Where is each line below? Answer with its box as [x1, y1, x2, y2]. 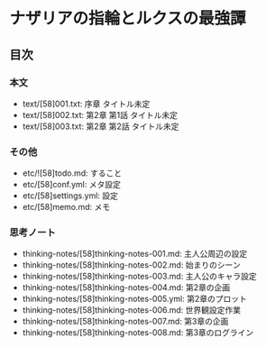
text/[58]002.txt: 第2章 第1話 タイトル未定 [22, 109, 179, 120]
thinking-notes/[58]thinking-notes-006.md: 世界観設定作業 [22, 305, 242, 315]
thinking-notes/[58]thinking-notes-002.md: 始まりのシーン [22, 260, 241, 270]
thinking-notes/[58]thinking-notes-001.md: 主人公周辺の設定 [22, 249, 248, 260]
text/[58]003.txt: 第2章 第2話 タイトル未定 [22, 121, 179, 132]
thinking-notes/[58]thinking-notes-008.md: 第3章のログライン [22, 327, 254, 338]
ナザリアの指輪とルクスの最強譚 [9, 8, 246, 29]
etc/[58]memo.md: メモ [22, 202, 111, 213]
